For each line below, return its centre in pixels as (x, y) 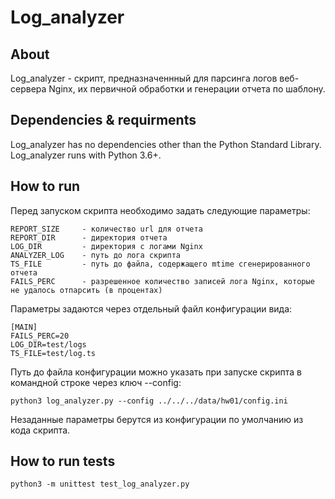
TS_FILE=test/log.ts (53, 353)
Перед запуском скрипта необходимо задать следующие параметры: (160, 210)
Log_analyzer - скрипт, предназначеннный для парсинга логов (144, 78)
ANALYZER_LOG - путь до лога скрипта (96, 255)
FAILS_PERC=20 (40, 336)
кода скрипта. (40, 430)
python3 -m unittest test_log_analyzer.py (100, 484)
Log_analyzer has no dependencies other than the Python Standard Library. (166, 144)
